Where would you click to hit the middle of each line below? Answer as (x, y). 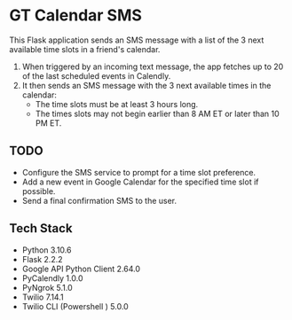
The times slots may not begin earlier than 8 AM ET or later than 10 (157, 113)
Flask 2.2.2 (43, 259)
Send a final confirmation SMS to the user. (99, 200)
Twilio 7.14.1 (43, 297)
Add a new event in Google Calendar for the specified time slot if (140, 182)
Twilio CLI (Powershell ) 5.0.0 (75, 306)
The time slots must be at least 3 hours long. (117, 104)
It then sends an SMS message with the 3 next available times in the (146, 85)
